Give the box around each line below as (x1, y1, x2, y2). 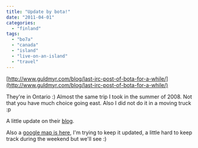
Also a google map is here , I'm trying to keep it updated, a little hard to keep (6, 129, 193, 136)
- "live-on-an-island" (11, 53, 68, 59)
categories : (6, 20, 36, 26)
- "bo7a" (11, 36, 33, 42)
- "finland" (11, 25, 42, 32)
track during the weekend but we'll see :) (6, 135, 107, 142)
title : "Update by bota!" (6, 8, 70, 15)
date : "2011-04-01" (6, 14, 55, 20)
